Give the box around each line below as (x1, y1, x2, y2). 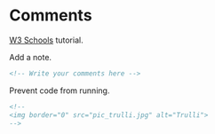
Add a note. (9, 51, 52, 62)
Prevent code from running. (9, 85, 110, 96)
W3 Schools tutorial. (9, 35, 84, 45)
